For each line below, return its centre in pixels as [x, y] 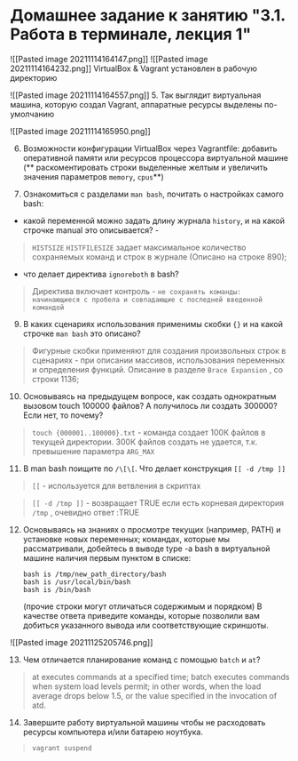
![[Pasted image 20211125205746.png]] [82, 642]
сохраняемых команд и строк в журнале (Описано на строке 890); [159, 256]
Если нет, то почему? [63, 415]
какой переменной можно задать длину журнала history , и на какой [154, 220]
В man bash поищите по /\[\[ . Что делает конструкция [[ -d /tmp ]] [154, 469]
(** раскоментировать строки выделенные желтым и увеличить [145, 167]
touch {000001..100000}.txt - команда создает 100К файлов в [149, 432]
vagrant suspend [62, 748]
